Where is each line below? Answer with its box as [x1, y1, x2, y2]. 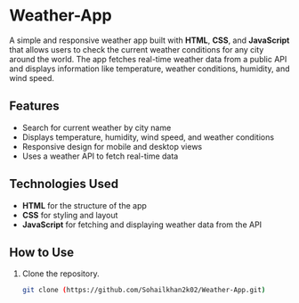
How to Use [9, 244, 75, 259]
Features [9, 99, 60, 114]
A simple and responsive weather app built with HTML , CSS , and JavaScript [9, 35, 290, 45]
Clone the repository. [21, 268, 100, 279]
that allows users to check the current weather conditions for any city [9, 44, 264, 54]
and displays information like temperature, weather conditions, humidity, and [9, 63, 291, 74]
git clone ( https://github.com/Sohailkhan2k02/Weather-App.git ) [21, 286, 266, 295]
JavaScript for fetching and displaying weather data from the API [21, 219, 263, 230]
